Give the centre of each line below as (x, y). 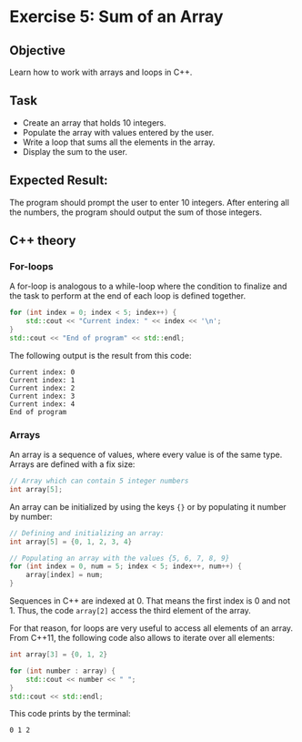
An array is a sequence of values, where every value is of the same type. (146, 455)
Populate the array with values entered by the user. (118, 132)
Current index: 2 (42, 388)
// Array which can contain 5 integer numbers (99, 481)
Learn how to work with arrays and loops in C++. (101, 72)
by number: (31, 516)
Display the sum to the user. (75, 151)
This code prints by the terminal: (70, 714)
